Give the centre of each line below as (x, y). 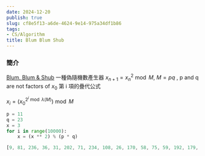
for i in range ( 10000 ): (37, 131)
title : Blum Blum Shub (35, 40)
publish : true (24, 18)
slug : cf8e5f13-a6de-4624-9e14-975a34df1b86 (64, 23)
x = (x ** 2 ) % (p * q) (48, 137)
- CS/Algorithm (26, 35)
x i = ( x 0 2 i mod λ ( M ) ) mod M (40, 101)
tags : (13, 29)
